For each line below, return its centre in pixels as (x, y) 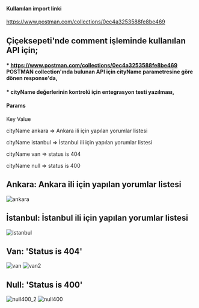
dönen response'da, (32, 78)
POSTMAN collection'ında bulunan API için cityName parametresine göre (100, 72)
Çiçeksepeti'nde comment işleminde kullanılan (96, 41)
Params (16, 106)
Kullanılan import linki (34, 8)
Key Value (19, 119)
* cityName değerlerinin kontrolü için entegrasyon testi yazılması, (90, 92)
